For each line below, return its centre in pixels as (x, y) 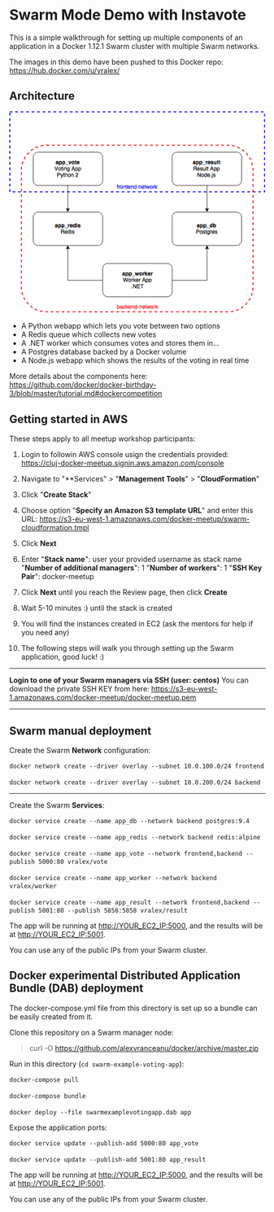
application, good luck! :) (63, 657)
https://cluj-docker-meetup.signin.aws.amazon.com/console (122, 463)
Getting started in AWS (69, 419)
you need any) (45, 633)
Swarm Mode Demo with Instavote (128, 15)
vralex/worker (33, 886)
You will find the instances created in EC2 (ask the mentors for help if (137, 624)
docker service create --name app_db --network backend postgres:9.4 (130, 821)
